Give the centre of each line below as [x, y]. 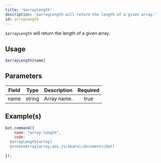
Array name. [59, 98]
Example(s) [23, 116]
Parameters [24, 76]
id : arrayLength [22, 19]
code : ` [22, 137]
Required [88, 90]
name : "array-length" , [38, 132]
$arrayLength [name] [25, 60]
